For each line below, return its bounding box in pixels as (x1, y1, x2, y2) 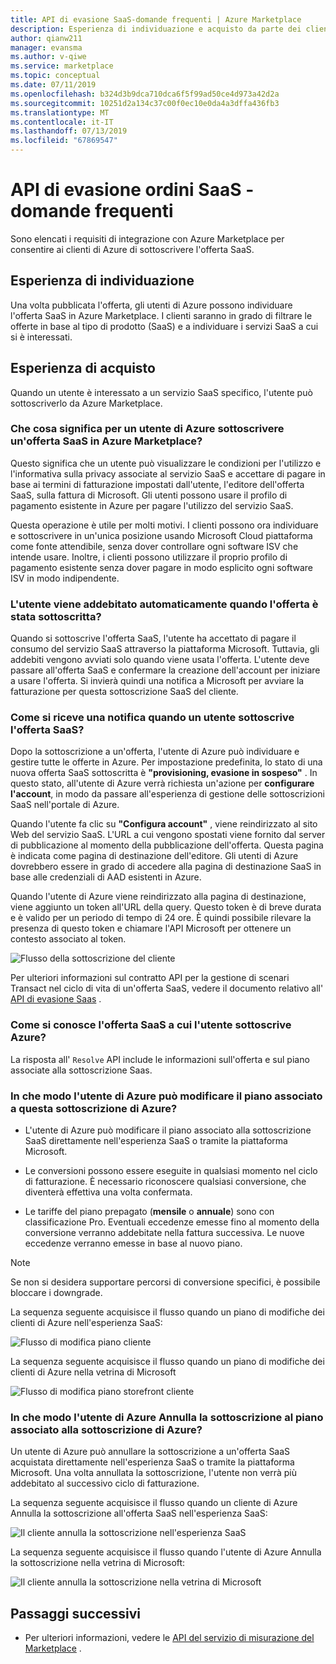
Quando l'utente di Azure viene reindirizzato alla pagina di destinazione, (10, 891, 307, 903)
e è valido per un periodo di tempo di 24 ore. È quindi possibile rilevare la (10, 912, 312, 924)
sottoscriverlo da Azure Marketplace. (10, 397, 163, 409)
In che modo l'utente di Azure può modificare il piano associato (10, 1089, 323, 1103)
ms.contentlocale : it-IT (10, 117, 114, 127)
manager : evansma (10, 42, 83, 53)
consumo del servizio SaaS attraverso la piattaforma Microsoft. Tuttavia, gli (10, 643, 320, 655)
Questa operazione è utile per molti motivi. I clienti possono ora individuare (10, 519, 319, 531)
